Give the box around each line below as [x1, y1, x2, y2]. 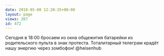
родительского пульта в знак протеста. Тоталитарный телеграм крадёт [5, 40, 159, 46]
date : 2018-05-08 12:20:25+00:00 [5, 7, 75, 12]
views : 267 [5, 16, 28, 21]
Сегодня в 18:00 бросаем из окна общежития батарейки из [5, 35, 133, 41]
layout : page [5, 12, 33, 17]
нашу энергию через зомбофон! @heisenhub [5, 45, 102, 51]
